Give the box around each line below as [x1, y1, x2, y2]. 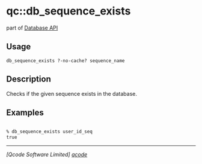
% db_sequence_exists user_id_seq [6, 128, 93, 135]
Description [6, 74, 51, 84]
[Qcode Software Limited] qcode [6, 151, 88, 158]
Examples [6, 107, 44, 118]
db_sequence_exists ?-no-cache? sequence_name [6, 57, 125, 64]
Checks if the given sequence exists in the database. [6, 90, 137, 97]
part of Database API [6, 24, 58, 31]
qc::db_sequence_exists [6, 4, 131, 18]
